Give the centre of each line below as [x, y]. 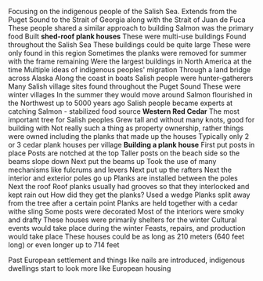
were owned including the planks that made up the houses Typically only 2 [128, 136]
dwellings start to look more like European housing [90, 268]
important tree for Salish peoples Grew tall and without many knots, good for [131, 120]
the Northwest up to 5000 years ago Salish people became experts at [121, 103]
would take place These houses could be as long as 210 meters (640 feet [126, 236]
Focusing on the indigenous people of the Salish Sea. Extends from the [122, 11]
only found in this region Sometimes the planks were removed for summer [128, 53]
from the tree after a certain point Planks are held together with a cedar [123, 203]
